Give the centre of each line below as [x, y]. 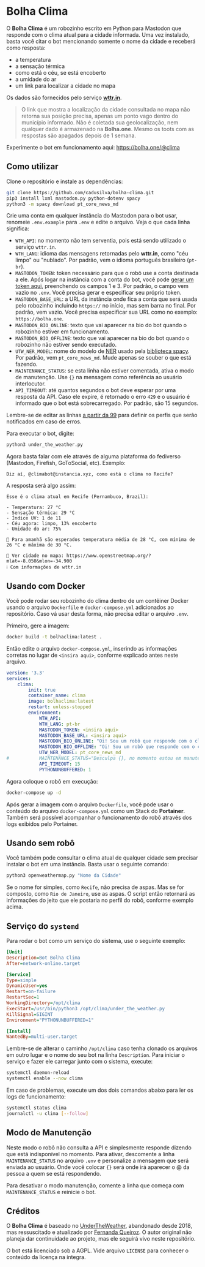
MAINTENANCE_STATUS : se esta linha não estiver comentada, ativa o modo [104, 371]
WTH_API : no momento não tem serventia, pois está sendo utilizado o [101, 241]
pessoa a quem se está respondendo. [54, 1173]
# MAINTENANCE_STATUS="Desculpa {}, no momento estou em [94, 758]
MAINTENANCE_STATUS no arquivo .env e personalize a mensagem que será [98, 1160]
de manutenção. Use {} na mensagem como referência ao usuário [99, 377]
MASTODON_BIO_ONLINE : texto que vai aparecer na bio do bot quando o [101, 325]
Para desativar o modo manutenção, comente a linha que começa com [95, 1185]
